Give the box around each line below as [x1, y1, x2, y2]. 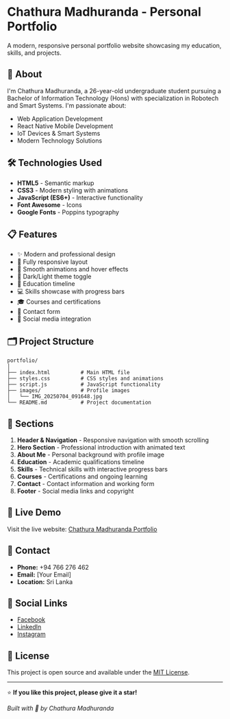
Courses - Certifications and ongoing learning [16, 472, 148, 480]
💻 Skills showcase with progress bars [16, 287, 125, 295]
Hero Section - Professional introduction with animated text [16, 443, 186, 451]
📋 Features [7, 228, 57, 240]
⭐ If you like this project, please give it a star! [7, 688, 138, 696]
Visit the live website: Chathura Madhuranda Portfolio [7, 525, 157, 533]
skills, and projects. [7, 49, 62, 57]
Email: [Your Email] [16, 570, 72, 578]
